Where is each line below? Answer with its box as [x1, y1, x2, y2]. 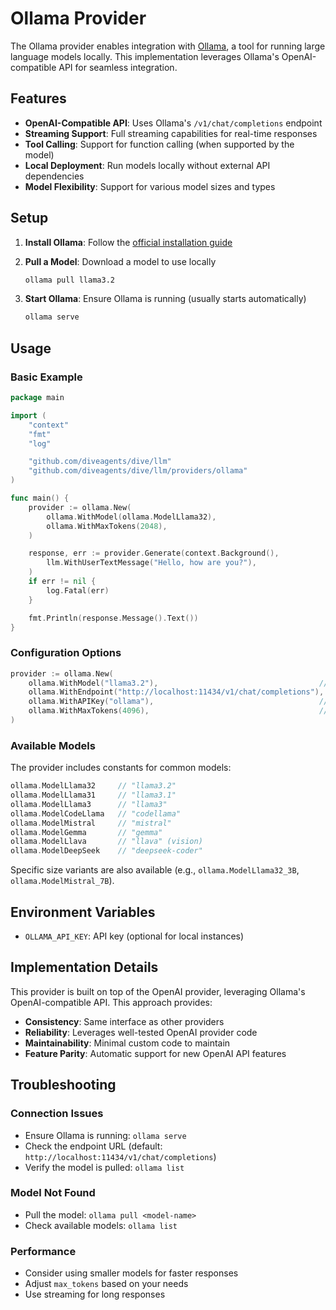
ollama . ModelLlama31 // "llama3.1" [10, 790, 177, 801]
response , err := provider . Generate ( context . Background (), [28, 548, 280, 559]
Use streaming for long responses [24, 1288, 166, 1301]
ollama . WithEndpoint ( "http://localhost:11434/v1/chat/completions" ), [28, 687, 325, 697]
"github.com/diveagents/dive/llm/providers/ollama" [28, 466, 248, 476]
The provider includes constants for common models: [10, 762, 232, 774]
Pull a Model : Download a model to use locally [24, 255, 217, 267]
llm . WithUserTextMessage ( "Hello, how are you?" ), [46, 558, 257, 568]
